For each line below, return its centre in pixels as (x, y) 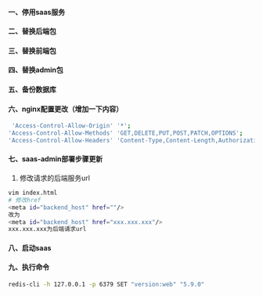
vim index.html (33, 193)
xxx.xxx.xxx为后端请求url (47, 229)
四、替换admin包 (36, 70)
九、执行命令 (29, 267)
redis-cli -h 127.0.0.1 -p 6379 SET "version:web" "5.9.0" (106, 285)
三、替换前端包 (32, 50)
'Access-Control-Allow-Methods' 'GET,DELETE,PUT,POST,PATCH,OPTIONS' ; (126, 133)
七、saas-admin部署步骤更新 (56, 159)
